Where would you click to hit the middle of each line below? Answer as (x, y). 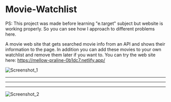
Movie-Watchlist (41, 9)
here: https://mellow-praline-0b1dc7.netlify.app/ (55, 60)
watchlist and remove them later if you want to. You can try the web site (80, 55)
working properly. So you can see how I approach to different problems (80, 28)
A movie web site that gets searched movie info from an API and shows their (85, 44)
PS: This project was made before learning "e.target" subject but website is (84, 23)
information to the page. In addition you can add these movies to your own (83, 49)
